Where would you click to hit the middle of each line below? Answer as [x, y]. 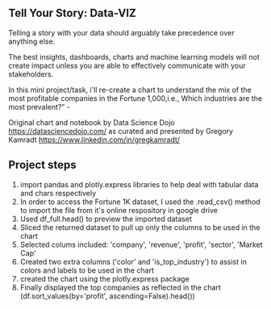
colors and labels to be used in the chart [87, 270]
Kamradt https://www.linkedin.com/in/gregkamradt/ [94, 140]
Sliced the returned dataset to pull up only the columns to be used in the [140, 227]
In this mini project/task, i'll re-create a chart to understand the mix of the [130, 90]
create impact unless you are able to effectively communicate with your [127, 65]
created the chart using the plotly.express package [104, 278]
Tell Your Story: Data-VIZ [73, 13]
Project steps [42, 165]
